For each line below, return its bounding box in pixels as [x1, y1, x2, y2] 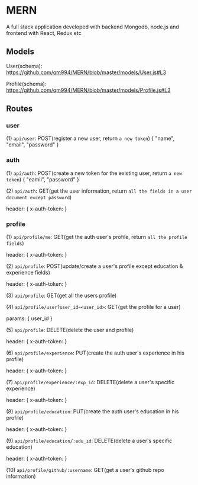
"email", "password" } [6, 141, 59, 148]
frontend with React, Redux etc [6, 29, 82, 36]
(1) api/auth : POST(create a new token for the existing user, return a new [6, 170, 182, 177]
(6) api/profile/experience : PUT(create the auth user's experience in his [6, 349, 185, 356]
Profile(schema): [6, 80, 47, 87]
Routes [6, 104, 33, 114]
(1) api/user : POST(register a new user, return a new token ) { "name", [6, 135, 175, 142]
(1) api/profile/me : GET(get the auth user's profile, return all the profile [6, 234, 187, 241]
